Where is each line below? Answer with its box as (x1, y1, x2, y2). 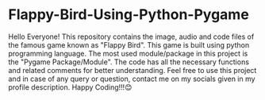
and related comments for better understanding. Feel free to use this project (8, 65, 257, 75)
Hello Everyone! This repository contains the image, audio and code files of (8, 32, 255, 41)
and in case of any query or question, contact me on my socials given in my (8, 74, 255, 83)
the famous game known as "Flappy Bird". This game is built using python (8, 40, 250, 49)
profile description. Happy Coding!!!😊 (8, 82, 132, 92)
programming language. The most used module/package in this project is (8, 48, 248, 58)
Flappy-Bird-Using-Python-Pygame (8, 6, 250, 24)
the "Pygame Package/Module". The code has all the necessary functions (8, 57, 250, 67)
